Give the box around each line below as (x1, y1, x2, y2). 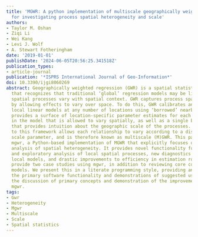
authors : (6, 19, 28, 25)
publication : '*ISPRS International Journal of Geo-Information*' (6, 74, 173, 80)
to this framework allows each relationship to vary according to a (11, 129, 183, 135)
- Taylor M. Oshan (6, 25, 51, 31)
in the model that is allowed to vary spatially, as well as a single (11, 118, 189, 124)
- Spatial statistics (6, 222, 60, 228)
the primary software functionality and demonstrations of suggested (11, 173, 186, 179)
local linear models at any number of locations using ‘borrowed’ (11, 107, 178, 113)
